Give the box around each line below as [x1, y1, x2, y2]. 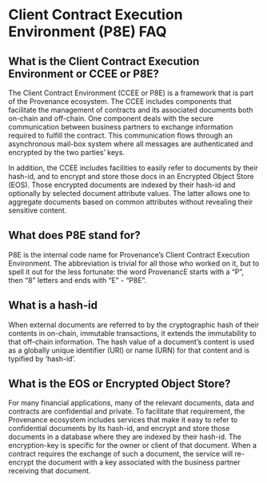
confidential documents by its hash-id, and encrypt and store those [8, 424, 230, 433]
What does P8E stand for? [8, 229, 141, 242]
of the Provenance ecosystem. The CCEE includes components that [8, 97, 232, 106]
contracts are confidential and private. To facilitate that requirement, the [8, 406, 245, 417]
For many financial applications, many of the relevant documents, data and [8, 398, 254, 408]
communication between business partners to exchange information [8, 122, 233, 131]
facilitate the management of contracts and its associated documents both [8, 106, 253, 114]
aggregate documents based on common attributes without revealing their [8, 198, 253, 206]
